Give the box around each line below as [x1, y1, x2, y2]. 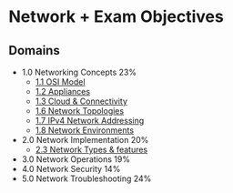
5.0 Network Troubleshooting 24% [21, 173, 152, 184]
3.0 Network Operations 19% [21, 154, 131, 165]
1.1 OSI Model [35, 76, 86, 87]
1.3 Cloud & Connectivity [35, 96, 128, 107]
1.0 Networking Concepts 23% [21, 66, 137, 77]
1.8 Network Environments [35, 125, 134, 136]
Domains [8, 43, 60, 58]
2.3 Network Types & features [35, 144, 148, 155]
